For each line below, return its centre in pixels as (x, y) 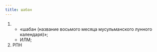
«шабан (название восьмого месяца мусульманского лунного (86, 29)
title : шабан (19, 10)
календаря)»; (34, 34)
